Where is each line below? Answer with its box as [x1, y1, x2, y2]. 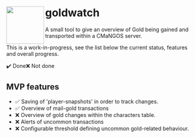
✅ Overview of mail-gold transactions [14, 104, 109, 112]
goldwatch [45, 6, 100, 20]
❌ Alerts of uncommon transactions [14, 118, 104, 125]
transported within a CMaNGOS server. [45, 32, 142, 39]
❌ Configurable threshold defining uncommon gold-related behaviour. [14, 125, 189, 132]
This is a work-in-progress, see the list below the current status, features [6, 44, 188, 51]
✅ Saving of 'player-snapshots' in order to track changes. [14, 98, 159, 105]
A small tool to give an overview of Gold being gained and [45, 26, 189, 33]
